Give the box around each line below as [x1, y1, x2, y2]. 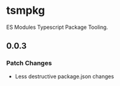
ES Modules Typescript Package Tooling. [6, 23, 109, 31]
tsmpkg [6, 4, 45, 17]
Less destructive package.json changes [14, 73, 115, 80]
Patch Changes [6, 59, 52, 67]
